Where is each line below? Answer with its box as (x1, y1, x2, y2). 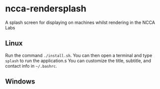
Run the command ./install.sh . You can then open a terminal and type (5, 52, 153, 58)
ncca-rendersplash (5, 3, 86, 14)
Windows (5, 78, 35, 86)
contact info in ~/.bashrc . (5, 63, 57, 69)
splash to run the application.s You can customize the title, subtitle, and (5, 58, 152, 64)
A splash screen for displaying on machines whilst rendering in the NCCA (5, 19, 156, 25)
